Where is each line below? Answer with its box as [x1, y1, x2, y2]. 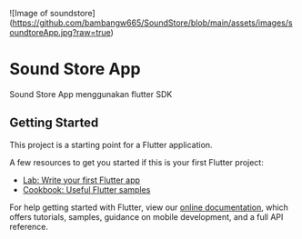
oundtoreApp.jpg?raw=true [9, 27, 111, 37]
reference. [9, 221, 48, 232]
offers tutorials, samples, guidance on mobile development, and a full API [9, 211, 284, 222]
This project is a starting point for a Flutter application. [9, 139, 213, 150]
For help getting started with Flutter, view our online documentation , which [9, 202, 289, 213]
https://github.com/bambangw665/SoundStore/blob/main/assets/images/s [12, 17, 293, 28]
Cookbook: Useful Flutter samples [22, 184, 151, 194]
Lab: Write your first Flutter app [22, 174, 141, 185]
